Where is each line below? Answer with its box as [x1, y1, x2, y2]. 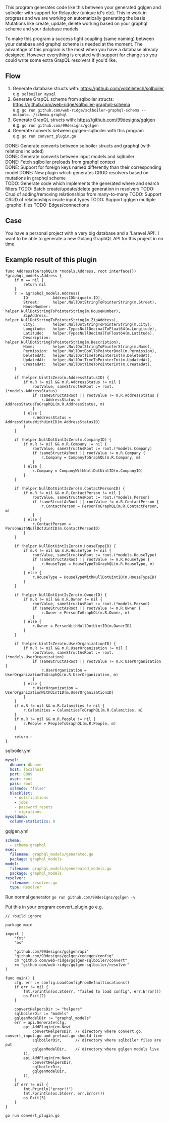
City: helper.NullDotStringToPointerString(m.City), [23, 322, 152, 327]
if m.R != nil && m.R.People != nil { [14, 717, 96, 722]
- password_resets [14, 805, 53, 810]
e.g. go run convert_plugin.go [12, 133, 77, 139]
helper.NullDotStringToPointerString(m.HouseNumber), [5, 309, 121, 314]
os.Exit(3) [23, 1096, 46, 1101]
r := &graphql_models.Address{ [14, 291, 80, 296]
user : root [10, 776, 33, 781]
